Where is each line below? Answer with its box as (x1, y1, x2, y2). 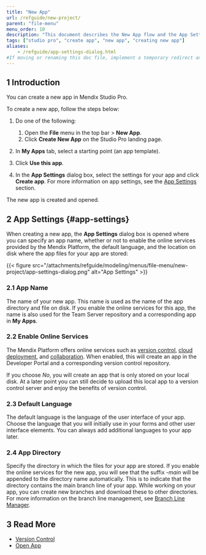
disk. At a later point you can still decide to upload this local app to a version (6, 378, 199, 385)
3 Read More (6, 519, 56, 529)
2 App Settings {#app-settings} (6, 214, 130, 224)
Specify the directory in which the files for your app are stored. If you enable (6, 462, 199, 470)
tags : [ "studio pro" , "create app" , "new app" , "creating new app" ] (6, 37, 185, 44)
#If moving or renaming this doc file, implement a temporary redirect (6, 55, 193, 61)
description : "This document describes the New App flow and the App (6, 32, 188, 38)
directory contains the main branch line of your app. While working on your (6, 482, 196, 489)
